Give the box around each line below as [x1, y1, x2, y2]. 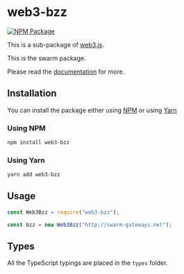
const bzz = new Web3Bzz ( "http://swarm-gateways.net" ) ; [7, 221, 172, 228]
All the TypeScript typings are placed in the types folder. [7, 259, 168, 267]
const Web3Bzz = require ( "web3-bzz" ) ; [7, 209, 119, 216]
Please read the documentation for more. [7, 67, 125, 76]
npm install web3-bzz [7, 139, 70, 146]
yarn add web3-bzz [7, 171, 60, 178]
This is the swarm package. [7, 53, 87, 62]
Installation [7, 87, 57, 99]
